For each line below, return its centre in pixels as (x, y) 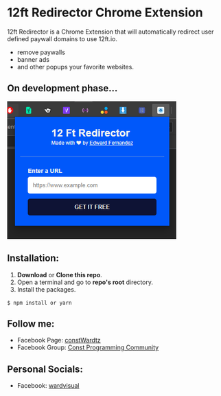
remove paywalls (41, 52)
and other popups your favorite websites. (75, 67)
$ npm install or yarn (39, 303)
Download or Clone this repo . (60, 275)
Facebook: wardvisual (48, 386)
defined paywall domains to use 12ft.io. (62, 38)
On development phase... (62, 88)
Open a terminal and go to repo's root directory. (85, 282)
